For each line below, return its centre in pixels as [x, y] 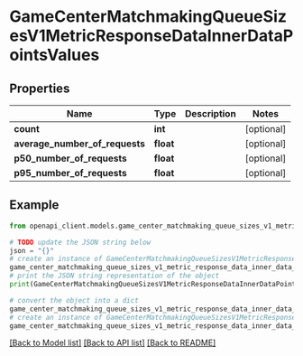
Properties [40, 88]
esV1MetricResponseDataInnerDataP [151, 36]
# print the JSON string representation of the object [115, 276]
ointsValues [55, 55]
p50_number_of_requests [71, 158]
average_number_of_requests [80, 144]
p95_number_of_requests [71, 173]
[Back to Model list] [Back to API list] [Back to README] [113, 343]
